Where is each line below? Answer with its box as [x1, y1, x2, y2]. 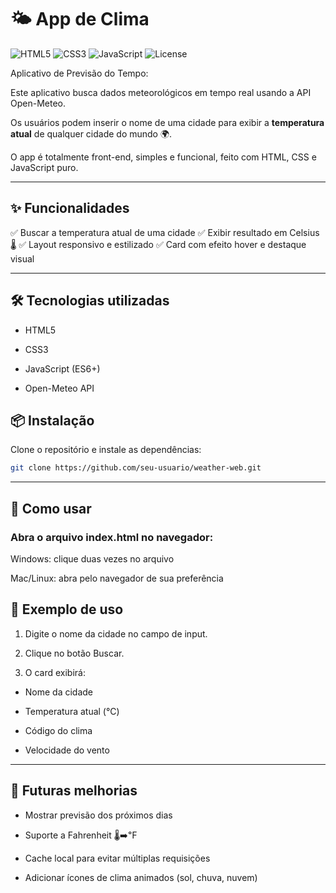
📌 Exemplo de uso [10, 601, 124, 618]
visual [10, 252, 35, 265]
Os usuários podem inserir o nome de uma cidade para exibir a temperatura [10, 116, 325, 128]
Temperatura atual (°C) [24, 705, 120, 717]
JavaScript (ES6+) [24, 362, 101, 375]
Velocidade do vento [24, 744, 110, 756]
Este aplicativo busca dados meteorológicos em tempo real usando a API [10, 86, 312, 98]
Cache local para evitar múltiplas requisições [24, 852, 211, 864]
